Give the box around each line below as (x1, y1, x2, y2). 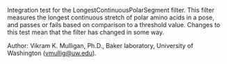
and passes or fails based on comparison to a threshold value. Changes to (7, 21, 221, 29)
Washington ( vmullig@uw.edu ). (7, 49, 97, 57)
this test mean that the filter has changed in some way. (7, 28, 165, 36)
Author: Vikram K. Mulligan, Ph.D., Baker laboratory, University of (7, 42, 194, 49)
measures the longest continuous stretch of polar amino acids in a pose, (7, 13, 214, 22)
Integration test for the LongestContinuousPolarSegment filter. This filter (7, 6, 214, 14)
